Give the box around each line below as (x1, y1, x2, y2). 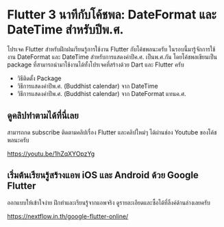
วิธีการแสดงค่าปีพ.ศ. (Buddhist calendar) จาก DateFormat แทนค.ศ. (16, 89, 186, 97)
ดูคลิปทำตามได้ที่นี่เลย (7, 110, 79, 121)
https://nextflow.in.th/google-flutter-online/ (7, 212, 129, 220)
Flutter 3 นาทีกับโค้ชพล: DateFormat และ (7, 7, 217, 23)
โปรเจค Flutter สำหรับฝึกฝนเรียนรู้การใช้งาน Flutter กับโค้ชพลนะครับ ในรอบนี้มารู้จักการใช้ (7, 45, 216, 53)
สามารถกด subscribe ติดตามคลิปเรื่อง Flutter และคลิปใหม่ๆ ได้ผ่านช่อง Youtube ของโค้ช (7, 128, 217, 136)
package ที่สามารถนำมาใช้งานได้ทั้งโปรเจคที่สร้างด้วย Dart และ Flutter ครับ (7, 60, 184, 69)
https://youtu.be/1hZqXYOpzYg (7, 150, 95, 158)
